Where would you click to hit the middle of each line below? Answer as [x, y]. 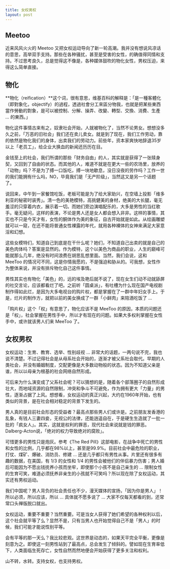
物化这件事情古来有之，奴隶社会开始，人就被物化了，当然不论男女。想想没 [83, 128]
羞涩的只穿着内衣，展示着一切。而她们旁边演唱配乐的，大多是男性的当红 [80, 207]
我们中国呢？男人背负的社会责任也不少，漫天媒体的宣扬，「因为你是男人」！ [84, 490]
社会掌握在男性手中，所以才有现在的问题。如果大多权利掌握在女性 [94, 315]
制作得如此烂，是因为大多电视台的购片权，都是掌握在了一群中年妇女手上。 [83, 292]
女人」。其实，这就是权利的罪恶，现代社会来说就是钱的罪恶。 [86, 424]
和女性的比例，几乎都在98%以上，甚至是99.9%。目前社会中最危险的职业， [83, 448]
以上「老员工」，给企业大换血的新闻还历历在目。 [55, 147]
